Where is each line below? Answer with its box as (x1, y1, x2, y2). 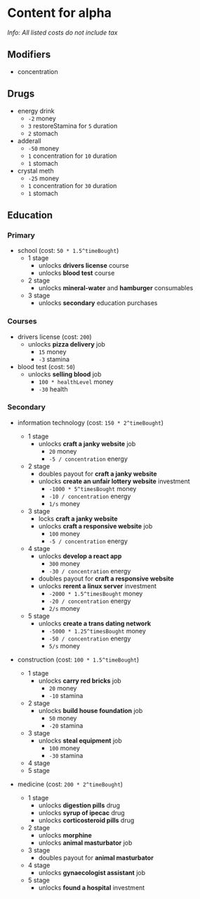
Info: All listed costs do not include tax (7, 28, 118, 37)
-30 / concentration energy (48, 566, 131, 575)
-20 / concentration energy (48, 597, 131, 605)
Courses (7, 316, 37, 326)
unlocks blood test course (38, 269, 115, 278)
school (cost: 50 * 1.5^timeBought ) (17, 247, 119, 255)
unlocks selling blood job (27, 370, 102, 378)
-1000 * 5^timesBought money (48, 484, 137, 492)
